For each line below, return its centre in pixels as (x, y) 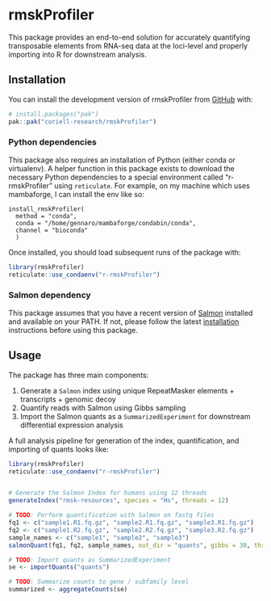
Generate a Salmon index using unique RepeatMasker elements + (127, 390)
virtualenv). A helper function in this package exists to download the (122, 168)
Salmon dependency (50, 295)
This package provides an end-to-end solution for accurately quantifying (129, 37)
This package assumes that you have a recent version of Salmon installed (131, 313)
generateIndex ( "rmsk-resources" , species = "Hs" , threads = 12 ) (119, 501)
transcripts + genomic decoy (68, 399)
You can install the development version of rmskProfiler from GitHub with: (131, 99)
